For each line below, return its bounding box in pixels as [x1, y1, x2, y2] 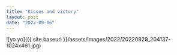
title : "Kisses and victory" [6, 8, 79, 15]
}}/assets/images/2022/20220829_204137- [62, 36, 171, 43]
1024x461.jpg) [6, 42, 41, 49]
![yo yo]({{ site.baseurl [6, 36, 62, 43]
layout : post [6, 14, 39, 20]
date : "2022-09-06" [6, 20, 55, 25]
